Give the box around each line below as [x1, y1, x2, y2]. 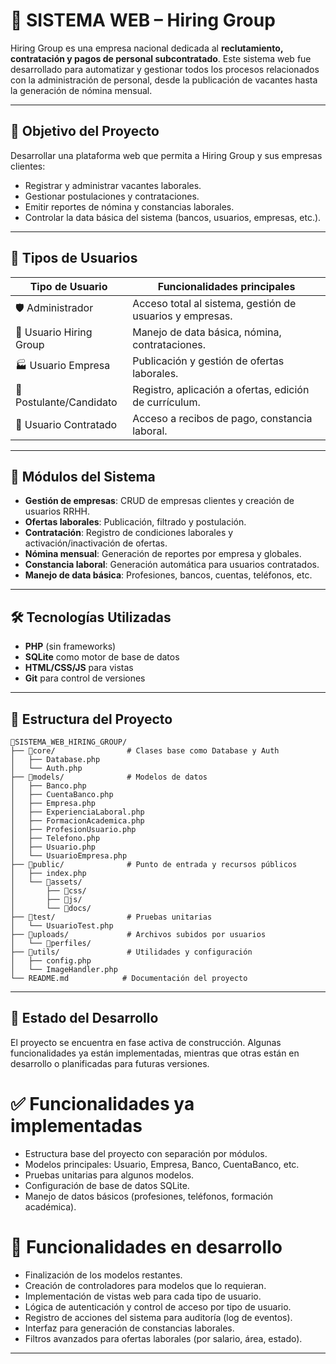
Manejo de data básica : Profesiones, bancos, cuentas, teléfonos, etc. [24, 569, 313, 581]
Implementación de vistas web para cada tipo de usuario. [24, 1290, 262, 1302]
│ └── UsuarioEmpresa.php [10, 851, 128, 861]
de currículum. [132, 395, 201, 409]
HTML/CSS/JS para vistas [24, 662, 134, 674]
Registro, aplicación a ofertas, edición [132, 382, 310, 396]
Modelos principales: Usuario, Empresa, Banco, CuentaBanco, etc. [24, 1158, 300, 1170]
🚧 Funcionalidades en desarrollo [10, 1235, 283, 1258]
